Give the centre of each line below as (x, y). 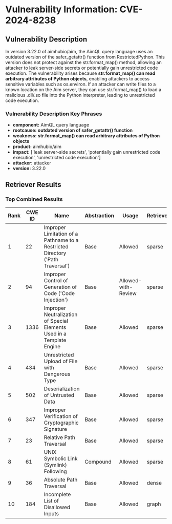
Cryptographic (61, 423)
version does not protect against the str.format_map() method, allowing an (84, 62)
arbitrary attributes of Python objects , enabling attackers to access (78, 79)
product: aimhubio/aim (37, 146)
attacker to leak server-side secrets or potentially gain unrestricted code (82, 68)
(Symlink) (56, 465)
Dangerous (57, 374)
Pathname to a (61, 240)
